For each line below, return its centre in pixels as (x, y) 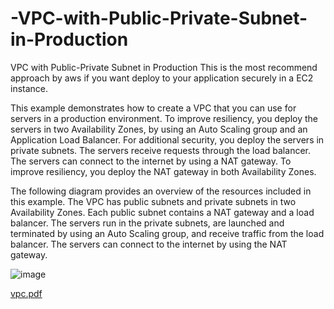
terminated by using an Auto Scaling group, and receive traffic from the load (167, 233)
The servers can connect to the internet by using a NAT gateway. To (151, 161)
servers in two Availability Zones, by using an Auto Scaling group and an (159, 129)
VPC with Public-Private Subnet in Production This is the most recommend (164, 67)
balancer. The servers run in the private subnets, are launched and (147, 223)
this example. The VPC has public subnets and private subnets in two (153, 201)
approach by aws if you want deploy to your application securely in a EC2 (162, 78)
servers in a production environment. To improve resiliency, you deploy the (164, 118)
